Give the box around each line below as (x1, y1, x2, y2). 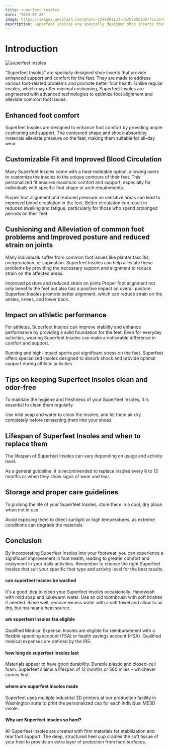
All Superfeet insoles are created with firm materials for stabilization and (5, 728, 155, 734)
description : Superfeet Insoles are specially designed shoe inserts (5, 21, 154, 27)
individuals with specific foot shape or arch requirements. (5, 185, 125, 191)
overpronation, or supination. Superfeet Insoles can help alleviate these (5, 259, 153, 265)
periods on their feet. (5, 210, 49, 216)
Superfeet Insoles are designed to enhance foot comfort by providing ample (5, 125, 162, 130)
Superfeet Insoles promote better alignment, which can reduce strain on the (5, 291, 162, 297)
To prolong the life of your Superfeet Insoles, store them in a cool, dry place (5, 501, 162, 507)
